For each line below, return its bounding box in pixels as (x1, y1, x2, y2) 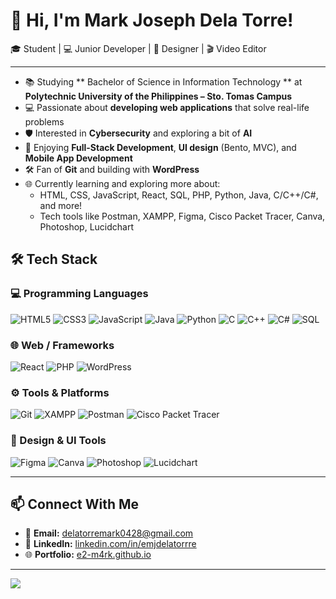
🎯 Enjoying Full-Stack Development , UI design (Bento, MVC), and (24, 141, 297, 153)
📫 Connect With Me (10, 495, 140, 513)
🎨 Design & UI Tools (10, 434, 107, 448)
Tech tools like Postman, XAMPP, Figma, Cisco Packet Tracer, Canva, (39, 210, 326, 222)
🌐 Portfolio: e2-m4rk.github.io (24, 549, 152, 561)
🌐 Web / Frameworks (10, 338, 115, 352)
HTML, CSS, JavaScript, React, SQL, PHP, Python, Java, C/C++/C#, (39, 189, 319, 201)
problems (24, 115, 65, 128)
